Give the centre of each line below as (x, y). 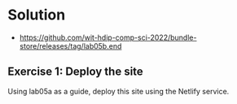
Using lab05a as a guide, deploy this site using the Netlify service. (118, 91)
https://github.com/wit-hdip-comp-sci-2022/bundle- (108, 37)
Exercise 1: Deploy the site (75, 72)
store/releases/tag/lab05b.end (70, 45)
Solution (37, 15)
